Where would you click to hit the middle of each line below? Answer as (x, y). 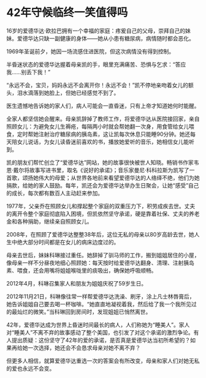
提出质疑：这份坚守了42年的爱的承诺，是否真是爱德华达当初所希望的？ (101, 340)
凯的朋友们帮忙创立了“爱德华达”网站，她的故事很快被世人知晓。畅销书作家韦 (103, 162)
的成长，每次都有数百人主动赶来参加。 (55, 193)
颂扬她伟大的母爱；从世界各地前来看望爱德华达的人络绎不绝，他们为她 (111, 178)
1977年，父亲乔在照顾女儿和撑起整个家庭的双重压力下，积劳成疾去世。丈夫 (101, 206)
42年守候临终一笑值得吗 (67, 13)
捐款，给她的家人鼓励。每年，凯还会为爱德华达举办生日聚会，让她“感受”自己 (103, 185)
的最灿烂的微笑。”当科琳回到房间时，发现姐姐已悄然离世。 (79, 312)
